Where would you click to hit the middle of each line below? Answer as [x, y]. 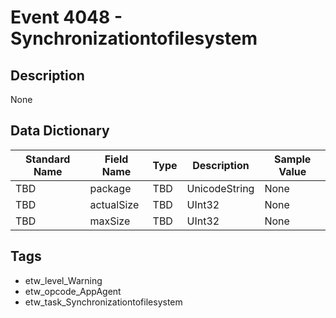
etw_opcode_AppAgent [73, 291]
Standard [48, 159]
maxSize [110, 221]
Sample [293, 159]
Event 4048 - [66, 17]
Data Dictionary [60, 131]
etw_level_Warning [63, 280]
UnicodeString [220, 188]
